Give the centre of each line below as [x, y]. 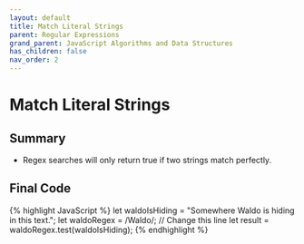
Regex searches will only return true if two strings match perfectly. [147, 160]
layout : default [40, 18]
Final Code [40, 188]
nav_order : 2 [34, 60]
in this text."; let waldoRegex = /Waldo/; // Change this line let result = [139, 220]
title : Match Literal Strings [67, 26]
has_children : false [49, 52]
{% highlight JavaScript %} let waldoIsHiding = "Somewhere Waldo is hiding [152, 210]
